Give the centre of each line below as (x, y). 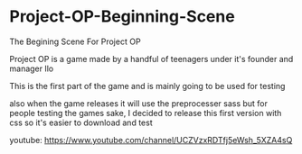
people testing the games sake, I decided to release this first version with (146, 113)
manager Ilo (32, 68)
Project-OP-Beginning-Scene (122, 17)
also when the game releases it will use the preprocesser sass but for (139, 103)
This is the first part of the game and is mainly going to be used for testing (147, 86)
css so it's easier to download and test (81, 122)
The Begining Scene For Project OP (75, 41)
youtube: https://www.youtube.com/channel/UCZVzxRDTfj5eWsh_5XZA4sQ (151, 140)
